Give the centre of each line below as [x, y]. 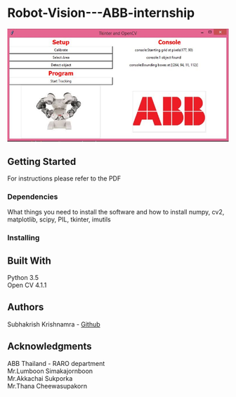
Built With [29, 261]
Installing [24, 238]
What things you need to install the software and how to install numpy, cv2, [116, 212]
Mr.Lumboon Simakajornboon [50, 371]
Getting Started [42, 161]
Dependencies [33, 197]
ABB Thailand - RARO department [56, 363]
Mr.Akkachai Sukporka [40, 378]
